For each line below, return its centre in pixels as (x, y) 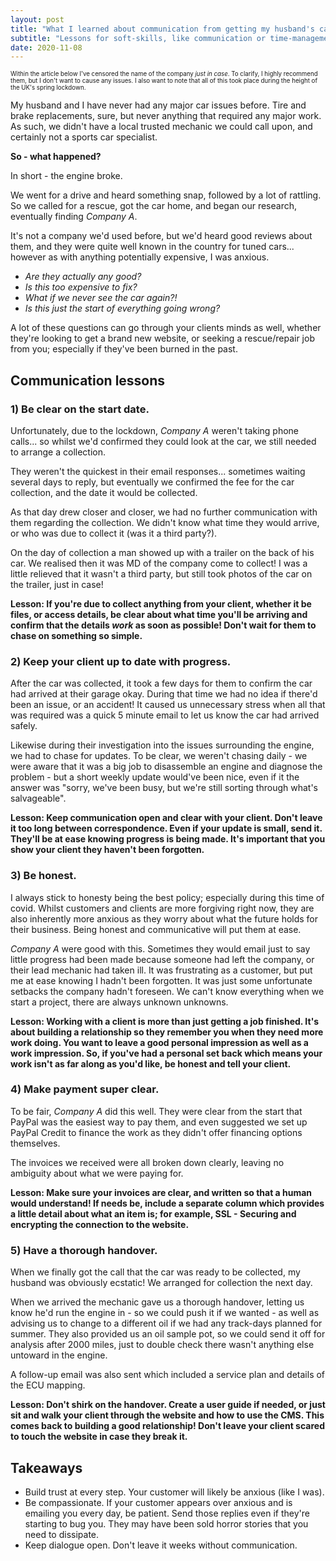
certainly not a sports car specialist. (84, 137)
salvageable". (38, 798)
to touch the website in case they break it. (99, 1437)
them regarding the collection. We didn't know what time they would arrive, (165, 522)
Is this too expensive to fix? (81, 287)
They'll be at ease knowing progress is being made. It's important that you (168, 839)
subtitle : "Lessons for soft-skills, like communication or (138, 38)
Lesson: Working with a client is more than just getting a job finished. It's (165, 1021)
